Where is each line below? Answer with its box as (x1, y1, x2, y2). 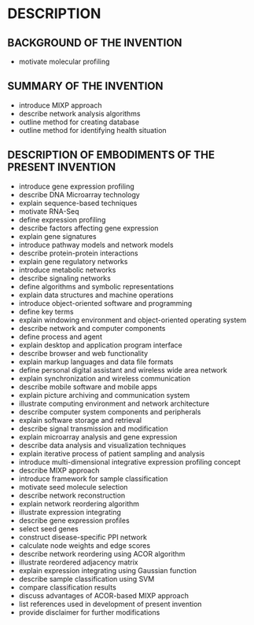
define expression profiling (18, 215, 106, 224)
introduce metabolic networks (18, 265, 116, 274)
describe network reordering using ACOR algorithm (18, 549, 186, 558)
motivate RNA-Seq (18, 206, 79, 216)
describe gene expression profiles (18, 516, 131, 525)
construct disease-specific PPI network (18, 532, 147, 542)
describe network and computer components (18, 323, 166, 333)
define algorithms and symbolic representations (18, 281, 175, 291)
